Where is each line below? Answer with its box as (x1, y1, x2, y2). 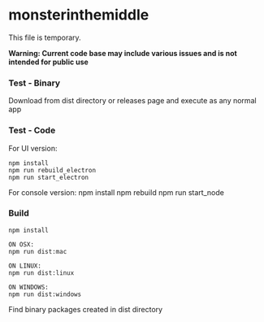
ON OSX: (8, 240, 35, 249)
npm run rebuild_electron (8, 166, 96, 174)
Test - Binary (8, 77, 61, 89)
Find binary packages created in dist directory (8, 304, 163, 314)
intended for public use (8, 57, 89, 67)
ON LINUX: (8, 262, 42, 270)
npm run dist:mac (8, 247, 67, 255)
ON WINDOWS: (8, 283, 49, 291)
